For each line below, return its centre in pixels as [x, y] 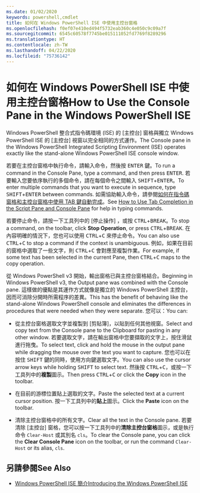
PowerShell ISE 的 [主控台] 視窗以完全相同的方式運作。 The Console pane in [99, 140]
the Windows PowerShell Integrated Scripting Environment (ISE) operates [96, 147]
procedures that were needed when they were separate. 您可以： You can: [97, 311]
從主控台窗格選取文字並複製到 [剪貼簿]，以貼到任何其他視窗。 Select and [103, 323]
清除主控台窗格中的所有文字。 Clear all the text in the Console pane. [97, 420]
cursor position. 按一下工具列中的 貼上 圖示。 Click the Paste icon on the [102, 401]
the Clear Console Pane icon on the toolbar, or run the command [94, 441]
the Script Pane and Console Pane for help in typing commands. [85, 208]
